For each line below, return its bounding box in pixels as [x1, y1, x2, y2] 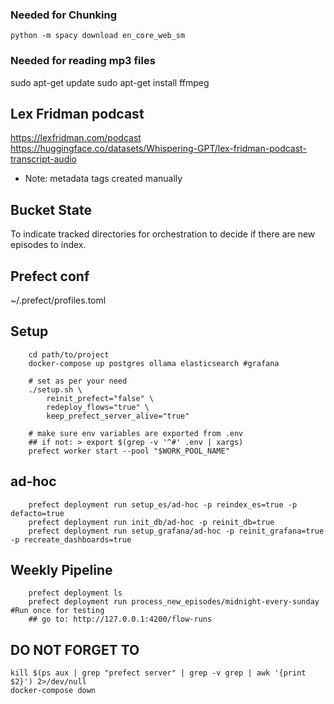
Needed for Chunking [10, 8, 118, 22]
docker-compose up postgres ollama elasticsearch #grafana [28, 358, 280, 368]
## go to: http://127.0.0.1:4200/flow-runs [28, 614, 213, 625]
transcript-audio [10, 153, 77, 165]
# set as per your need [28, 376, 128, 386]
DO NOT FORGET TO [10, 641, 140, 658]
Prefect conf [10, 268, 90, 285]
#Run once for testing [10, 606, 105, 616]
